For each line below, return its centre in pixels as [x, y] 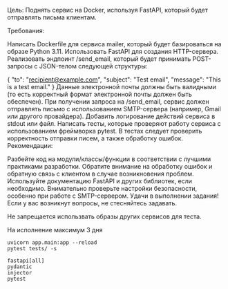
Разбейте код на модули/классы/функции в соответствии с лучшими [109, 159]
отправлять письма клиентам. [52, 17]
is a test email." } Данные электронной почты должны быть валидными [112, 87]
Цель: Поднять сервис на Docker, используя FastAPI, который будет [108, 10]
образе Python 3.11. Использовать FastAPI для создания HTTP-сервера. [113, 52]
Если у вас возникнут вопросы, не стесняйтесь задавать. [92, 203]
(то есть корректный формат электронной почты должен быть [99, 94]
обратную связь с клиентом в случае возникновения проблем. [101, 174]
